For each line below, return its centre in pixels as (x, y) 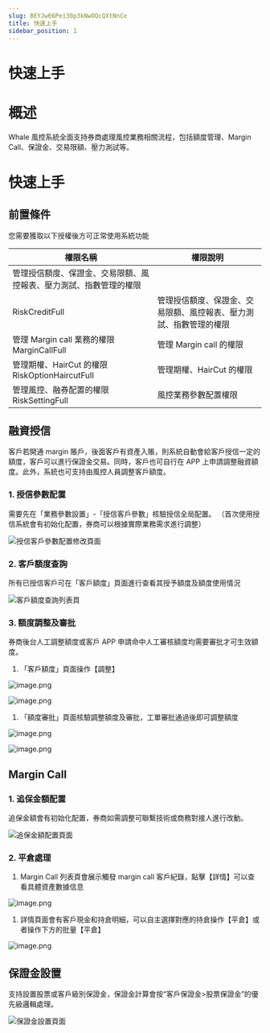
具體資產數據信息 (55, 887)
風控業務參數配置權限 (198, 395)
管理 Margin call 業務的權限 (63, 339)
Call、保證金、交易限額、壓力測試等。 (71, 147)
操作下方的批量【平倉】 (66, 930)
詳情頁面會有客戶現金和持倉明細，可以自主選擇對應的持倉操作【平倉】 (136, 919)
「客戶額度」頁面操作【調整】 (69, 669)
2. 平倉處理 (30, 857)
